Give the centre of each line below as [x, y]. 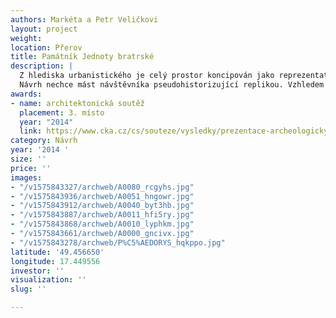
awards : [26, 94]
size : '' [28, 159]
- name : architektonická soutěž [77, 103]
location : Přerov [46, 47]
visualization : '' [48, 280]
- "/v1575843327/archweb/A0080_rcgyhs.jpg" [102, 187]
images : [26, 177]
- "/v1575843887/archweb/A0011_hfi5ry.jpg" [102, 215]
